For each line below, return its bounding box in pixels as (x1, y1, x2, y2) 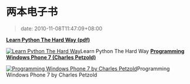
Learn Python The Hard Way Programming (80, 47, 185, 54)
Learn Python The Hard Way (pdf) (6, 36, 90, 43)
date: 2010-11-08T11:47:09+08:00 (20, 24, 103, 32)
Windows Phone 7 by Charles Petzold (6, 71, 98, 78)
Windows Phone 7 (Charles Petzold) (6, 54, 96, 61)
